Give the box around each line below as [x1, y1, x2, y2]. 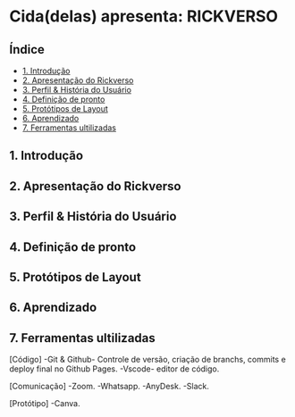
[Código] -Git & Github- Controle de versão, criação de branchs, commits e [9, 354, 286, 365]
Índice [9, 42, 45, 57]
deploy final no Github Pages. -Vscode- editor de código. [9, 363, 220, 374]
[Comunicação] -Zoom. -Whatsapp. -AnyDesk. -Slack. [9, 381, 210, 392]
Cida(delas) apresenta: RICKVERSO [9, 6, 279, 27]
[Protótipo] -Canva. [9, 398, 80, 409]
